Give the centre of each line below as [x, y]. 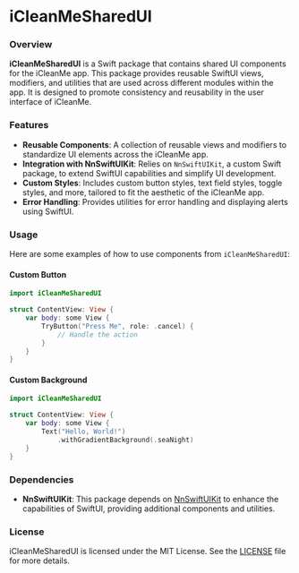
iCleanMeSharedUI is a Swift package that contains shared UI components [148, 64]
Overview [31, 45]
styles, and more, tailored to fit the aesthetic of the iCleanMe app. [143, 192]
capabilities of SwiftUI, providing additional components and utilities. [149, 509]
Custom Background [48, 380]
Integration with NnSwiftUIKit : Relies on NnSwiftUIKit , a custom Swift [152, 164]
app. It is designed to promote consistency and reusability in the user [137, 92]
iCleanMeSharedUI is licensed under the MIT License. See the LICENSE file [148, 552]
